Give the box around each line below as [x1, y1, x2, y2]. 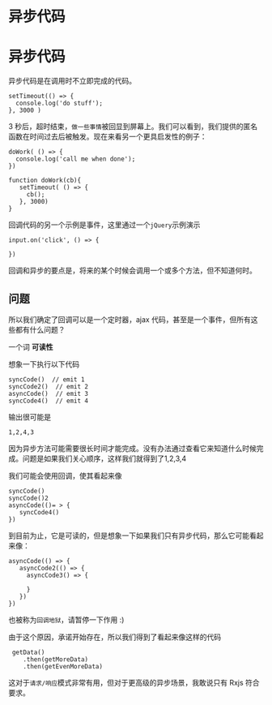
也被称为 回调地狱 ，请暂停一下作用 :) [8, 614, 125, 625]
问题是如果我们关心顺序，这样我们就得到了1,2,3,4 [22, 454, 187, 463]
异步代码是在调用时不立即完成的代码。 [8, 76, 136, 86]
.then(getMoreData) [23, 655, 89, 664]
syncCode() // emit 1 [8, 375, 85, 384]
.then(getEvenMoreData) [23, 662, 104, 670]
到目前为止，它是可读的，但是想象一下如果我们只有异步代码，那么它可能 [8, 531, 249, 540]
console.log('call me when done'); [15, 155, 136, 163]
